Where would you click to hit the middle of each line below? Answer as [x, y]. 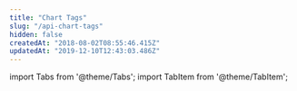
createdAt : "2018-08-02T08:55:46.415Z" [85, 43]
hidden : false [36, 34]
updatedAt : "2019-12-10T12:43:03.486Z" [85, 51]
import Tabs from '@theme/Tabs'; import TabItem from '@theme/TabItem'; [149, 77]
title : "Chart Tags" [49, 18]
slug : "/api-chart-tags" [56, 26]
